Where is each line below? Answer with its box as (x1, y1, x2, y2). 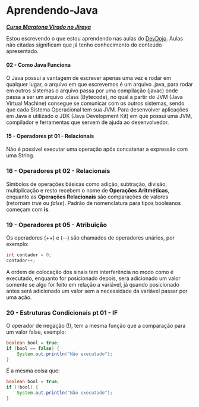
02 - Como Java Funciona (6, 61, 71, 69)
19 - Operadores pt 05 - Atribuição (6, 220, 108, 229)
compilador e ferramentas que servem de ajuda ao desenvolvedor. (6, 119, 169, 126)
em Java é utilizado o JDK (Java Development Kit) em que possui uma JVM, (6, 113, 192, 120)
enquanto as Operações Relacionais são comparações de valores (6, 193, 169, 200)
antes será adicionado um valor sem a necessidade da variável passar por (6, 287, 188, 294)
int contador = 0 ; (6, 251, 52, 258)
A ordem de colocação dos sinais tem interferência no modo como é (6, 268, 174, 275)
